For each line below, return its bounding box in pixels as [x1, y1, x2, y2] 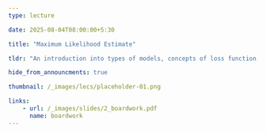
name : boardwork [28, 111, 83, 119]
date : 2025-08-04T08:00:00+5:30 [8, 25, 115, 34]
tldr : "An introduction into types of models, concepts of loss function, [8, 55, 260, 62]
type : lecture [8, 11, 55, 20]
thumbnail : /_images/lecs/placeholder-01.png [8, 83, 161, 91]
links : [8, 97, 30, 105]
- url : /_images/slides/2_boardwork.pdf [22, 104, 158, 112]
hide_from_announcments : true [8, 69, 108, 77]
